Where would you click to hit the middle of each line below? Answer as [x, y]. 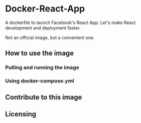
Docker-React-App [45, 9]
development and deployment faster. [43, 27]
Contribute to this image [44, 97]
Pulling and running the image [42, 67]
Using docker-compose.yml [40, 81]
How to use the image [39, 53]
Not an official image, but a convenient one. [50, 37]
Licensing [21, 114]
